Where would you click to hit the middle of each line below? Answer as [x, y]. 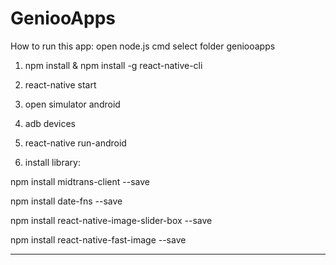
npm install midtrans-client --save [80, 181]
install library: [52, 162]
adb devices [50, 123]
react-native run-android [75, 143]
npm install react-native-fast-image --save [98, 239]
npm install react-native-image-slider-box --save [111, 220]
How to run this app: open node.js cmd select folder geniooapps [143, 46]
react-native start [60, 84]
